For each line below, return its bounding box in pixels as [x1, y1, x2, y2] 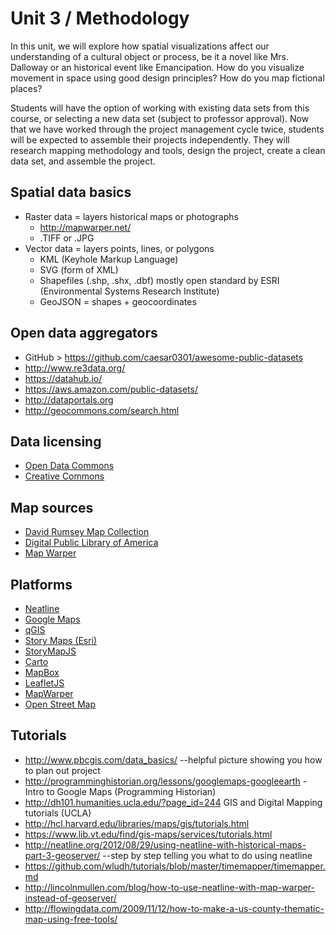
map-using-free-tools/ [24, 913, 118, 925]
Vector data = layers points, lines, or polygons [24, 242, 215, 254]
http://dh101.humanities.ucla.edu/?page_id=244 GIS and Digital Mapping [24, 796, 323, 808]
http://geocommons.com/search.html [24, 404, 180, 416]
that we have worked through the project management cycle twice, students [10, 123, 325, 135]
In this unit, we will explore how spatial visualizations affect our [10, 40, 270, 52]
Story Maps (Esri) [24, 635, 98, 646]
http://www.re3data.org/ [24, 362, 126, 374]
